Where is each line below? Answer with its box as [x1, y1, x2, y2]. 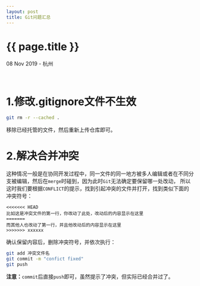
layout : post [6, 8, 39, 15]
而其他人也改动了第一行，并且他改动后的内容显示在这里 [6, 222, 122, 228]
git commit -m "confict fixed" [6, 256, 84, 262]
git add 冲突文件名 [6, 250, 50, 256]
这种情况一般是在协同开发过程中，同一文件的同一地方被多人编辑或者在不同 [6, 170, 189, 177]
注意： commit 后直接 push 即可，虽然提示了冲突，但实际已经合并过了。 [6, 273, 174, 280]
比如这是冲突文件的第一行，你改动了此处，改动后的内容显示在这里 [6, 210, 144, 217]
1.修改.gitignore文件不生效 [6, 95, 137, 108]
